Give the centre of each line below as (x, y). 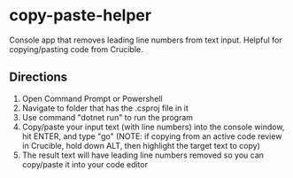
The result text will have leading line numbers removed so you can (143, 155)
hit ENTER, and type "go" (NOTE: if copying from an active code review (152, 136)
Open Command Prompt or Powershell (92, 98)
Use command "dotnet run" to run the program (107, 117)
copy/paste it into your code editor (85, 164)
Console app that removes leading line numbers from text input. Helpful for (146, 40)
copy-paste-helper (81, 15)
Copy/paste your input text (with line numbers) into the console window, (153, 127)
